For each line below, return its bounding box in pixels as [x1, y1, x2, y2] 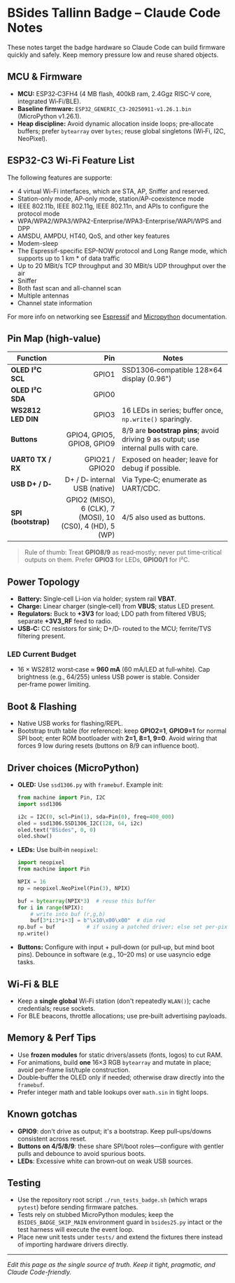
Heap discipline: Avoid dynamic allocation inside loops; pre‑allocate [17, 119, 214, 128]
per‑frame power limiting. [17, 680, 91, 689]
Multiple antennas [17, 291, 69, 300]
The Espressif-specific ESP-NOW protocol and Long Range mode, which [17, 246, 227, 255]
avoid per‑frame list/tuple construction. [17, 1065, 131, 1074]
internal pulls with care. [122, 444, 199, 453]
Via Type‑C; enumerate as [122, 475, 208, 485]
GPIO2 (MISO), [66, 495, 115, 505]
